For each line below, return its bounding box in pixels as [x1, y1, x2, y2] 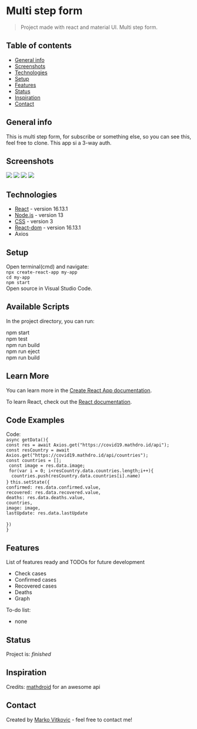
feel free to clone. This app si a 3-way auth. [6, 139, 112, 146]
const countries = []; [6, 458, 62, 464]
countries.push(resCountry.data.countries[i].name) [11, 473, 141, 479]
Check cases [14, 570, 47, 577]
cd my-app [6, 275, 31, 281]
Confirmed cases [14, 576, 57, 583]
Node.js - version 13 [14, 212, 64, 219]
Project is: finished [6, 651, 51, 658]
